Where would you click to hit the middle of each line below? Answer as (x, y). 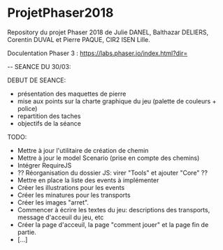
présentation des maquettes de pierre (72, 94)
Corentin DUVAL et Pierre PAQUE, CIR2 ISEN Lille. (79, 39)
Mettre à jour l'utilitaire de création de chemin (83, 150)
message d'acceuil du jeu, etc (60, 217)
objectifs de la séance (49, 123)
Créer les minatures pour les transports (74, 195)
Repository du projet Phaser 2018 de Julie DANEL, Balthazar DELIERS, (108, 32)
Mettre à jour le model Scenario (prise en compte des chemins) (108, 158)
